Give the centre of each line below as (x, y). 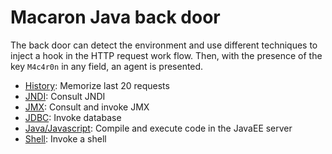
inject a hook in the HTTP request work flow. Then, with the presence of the (166, 55)
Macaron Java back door (115, 17)
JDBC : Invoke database (73, 117)
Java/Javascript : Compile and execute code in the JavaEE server (158, 128)
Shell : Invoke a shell (65, 138)
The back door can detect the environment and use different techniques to (164, 45)
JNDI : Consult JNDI (65, 96)
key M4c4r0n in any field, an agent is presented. (107, 66)
